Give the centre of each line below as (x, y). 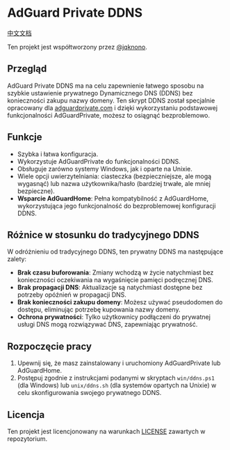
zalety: (17, 259)
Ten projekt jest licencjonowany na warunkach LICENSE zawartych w (106, 431)
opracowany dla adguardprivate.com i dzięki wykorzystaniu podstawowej (112, 108)
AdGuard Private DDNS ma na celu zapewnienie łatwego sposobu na (106, 86)
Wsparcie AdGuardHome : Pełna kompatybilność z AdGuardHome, (113, 198)
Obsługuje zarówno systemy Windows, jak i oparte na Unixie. (105, 169)
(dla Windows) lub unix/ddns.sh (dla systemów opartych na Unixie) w (117, 385)
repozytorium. (27, 439)
